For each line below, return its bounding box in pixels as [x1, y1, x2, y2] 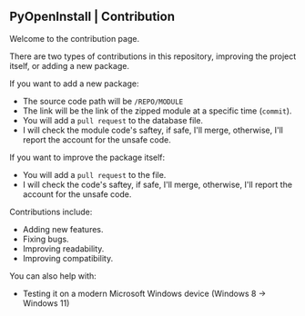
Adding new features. [22, 223, 104, 234]
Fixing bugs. [22, 233, 70, 244]
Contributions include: [9, 206, 93, 217]
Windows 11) [22, 297, 70, 309]
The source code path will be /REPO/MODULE [22, 95, 184, 106]
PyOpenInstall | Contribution [9, 9, 176, 25]
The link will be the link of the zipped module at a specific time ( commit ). [22, 105, 292, 116]
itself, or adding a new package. [9, 60, 130, 71]
